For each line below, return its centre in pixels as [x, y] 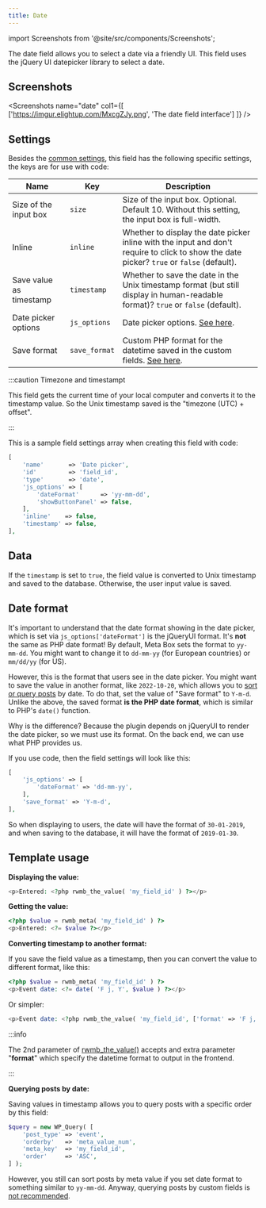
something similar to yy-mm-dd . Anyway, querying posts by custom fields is [129, 1187]
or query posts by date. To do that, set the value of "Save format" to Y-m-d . [130, 693]
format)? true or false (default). [182, 305]
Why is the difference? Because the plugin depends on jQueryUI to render [129, 726]
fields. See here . [152, 360]
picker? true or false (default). [180, 263]
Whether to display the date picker [186, 232]
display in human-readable [173, 295]
